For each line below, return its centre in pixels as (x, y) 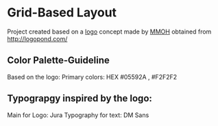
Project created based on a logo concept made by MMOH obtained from (109, 32)
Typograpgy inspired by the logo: (80, 98)
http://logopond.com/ (37, 38)
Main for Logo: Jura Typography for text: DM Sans (78, 115)
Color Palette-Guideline (58, 61)
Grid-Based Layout (62, 13)
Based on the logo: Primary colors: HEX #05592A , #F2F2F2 (92, 77)
